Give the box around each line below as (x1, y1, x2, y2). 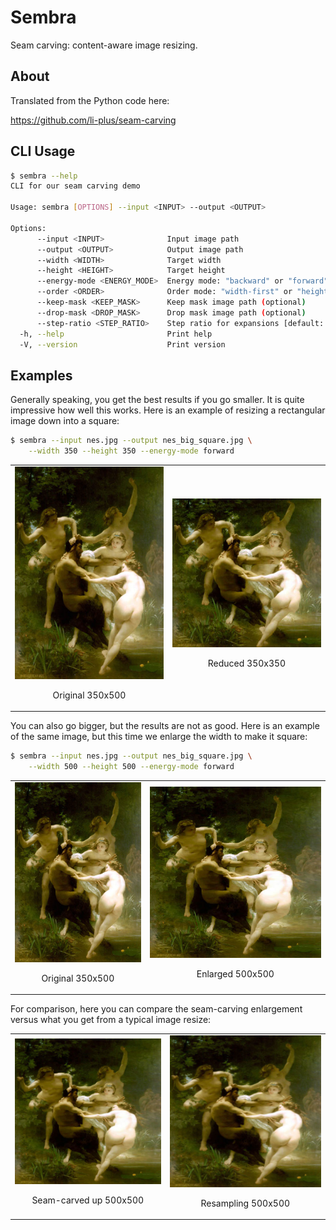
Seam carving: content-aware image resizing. (10, 39, 198, 51)
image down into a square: (10, 415, 120, 427)
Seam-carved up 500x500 (31, 1194, 145, 1206)
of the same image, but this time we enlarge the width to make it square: (10, 731, 308, 743)
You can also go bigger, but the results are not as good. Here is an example (10, 720, 320, 732)
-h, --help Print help (19, 329, 213, 339)
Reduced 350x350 (207, 657, 287, 669)
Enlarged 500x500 (196, 967, 275, 980)
